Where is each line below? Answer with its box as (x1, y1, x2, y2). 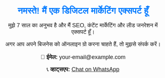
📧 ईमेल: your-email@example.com (40, 53, 126, 60)
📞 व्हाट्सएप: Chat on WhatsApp (47, 66, 119, 73)
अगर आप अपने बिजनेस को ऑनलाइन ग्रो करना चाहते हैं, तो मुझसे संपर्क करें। (5, 41, 161, 48)
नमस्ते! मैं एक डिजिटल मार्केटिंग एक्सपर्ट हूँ (17, 6, 149, 16)
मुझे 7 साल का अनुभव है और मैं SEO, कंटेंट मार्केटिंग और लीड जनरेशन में (8, 22, 158, 29)
